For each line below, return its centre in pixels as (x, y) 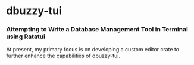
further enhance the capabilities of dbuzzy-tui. (63, 56)
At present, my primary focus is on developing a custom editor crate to (93, 50)
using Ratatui (26, 37)
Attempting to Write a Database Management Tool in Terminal (97, 30)
